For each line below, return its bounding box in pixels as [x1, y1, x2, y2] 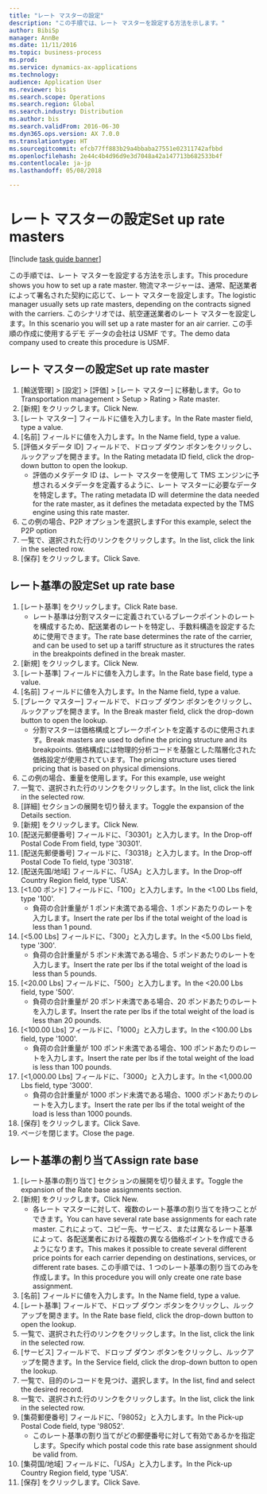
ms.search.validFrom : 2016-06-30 [9, 122, 120, 130]
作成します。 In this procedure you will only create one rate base [32, 1272, 242, 1282]
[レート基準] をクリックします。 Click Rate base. [20, 602, 178, 611]
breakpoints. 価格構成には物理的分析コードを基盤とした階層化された [32, 745, 257, 754]
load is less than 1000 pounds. [32, 1109, 133, 1118]
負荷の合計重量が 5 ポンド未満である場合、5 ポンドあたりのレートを [32, 950, 256, 959]
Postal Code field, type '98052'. [20, 1422, 125, 1431]
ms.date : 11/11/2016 [9, 41, 78, 49]
